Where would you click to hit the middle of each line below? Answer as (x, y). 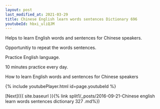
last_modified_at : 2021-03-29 (37, 14)
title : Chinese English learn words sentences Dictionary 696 (71, 19)
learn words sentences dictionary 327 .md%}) (52, 101)
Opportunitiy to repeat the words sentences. (51, 47)
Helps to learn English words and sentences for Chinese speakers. (74, 38)
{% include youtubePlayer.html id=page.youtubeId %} (61, 86)
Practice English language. (32, 57)
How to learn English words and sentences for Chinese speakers (72, 77)
